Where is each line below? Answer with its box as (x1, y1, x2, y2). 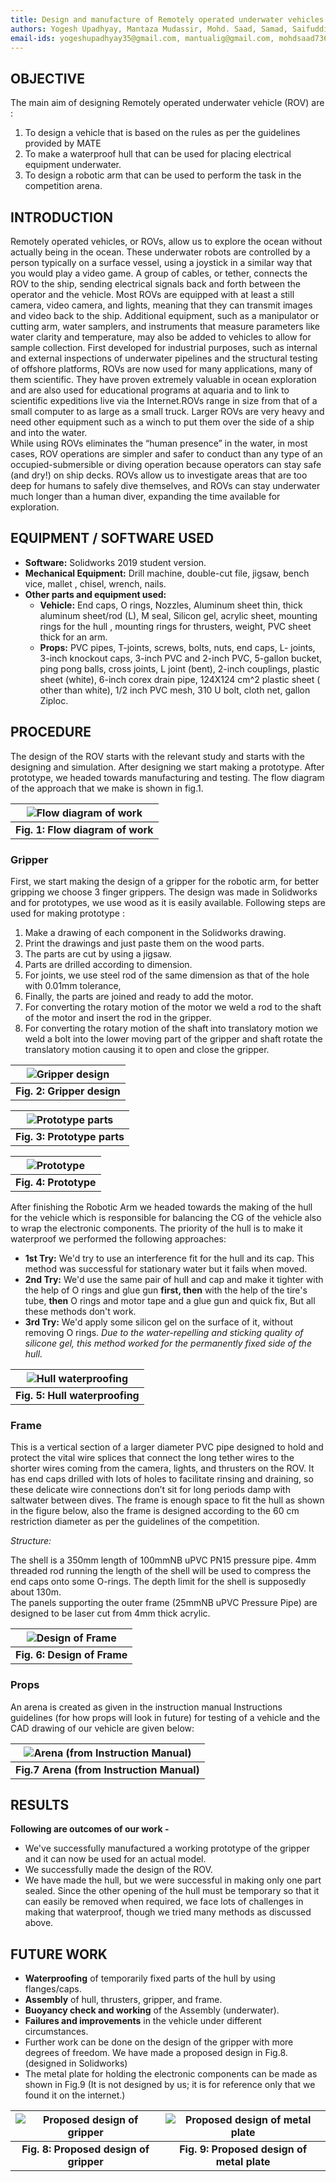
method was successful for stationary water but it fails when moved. (24, 1262, 308, 1275)
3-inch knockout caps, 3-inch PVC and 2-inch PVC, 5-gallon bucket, (39, 652, 323, 664)
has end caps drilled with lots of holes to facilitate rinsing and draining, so (10, 1473, 314, 1485)
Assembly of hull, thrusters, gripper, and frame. (24, 1994, 223, 2006)
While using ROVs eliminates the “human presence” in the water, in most (10, 437, 308, 449)
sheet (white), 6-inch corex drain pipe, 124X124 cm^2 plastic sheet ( (39, 673, 321, 685)
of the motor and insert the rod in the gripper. (24, 1011, 212, 1023)
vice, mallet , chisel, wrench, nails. (24, 577, 167, 590)
